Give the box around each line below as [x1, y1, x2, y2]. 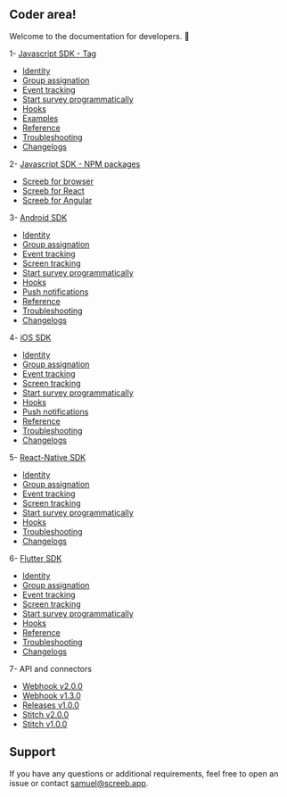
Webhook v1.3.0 [21, 690, 82, 701]
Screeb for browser [21, 176, 94, 187]
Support [9, 744, 56, 760]
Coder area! [9, 7, 77, 22]
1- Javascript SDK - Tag [9, 48, 96, 59]
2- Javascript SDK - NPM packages [9, 158, 141, 169]
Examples [21, 112, 59, 123]
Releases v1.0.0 [21, 700, 80, 710]
